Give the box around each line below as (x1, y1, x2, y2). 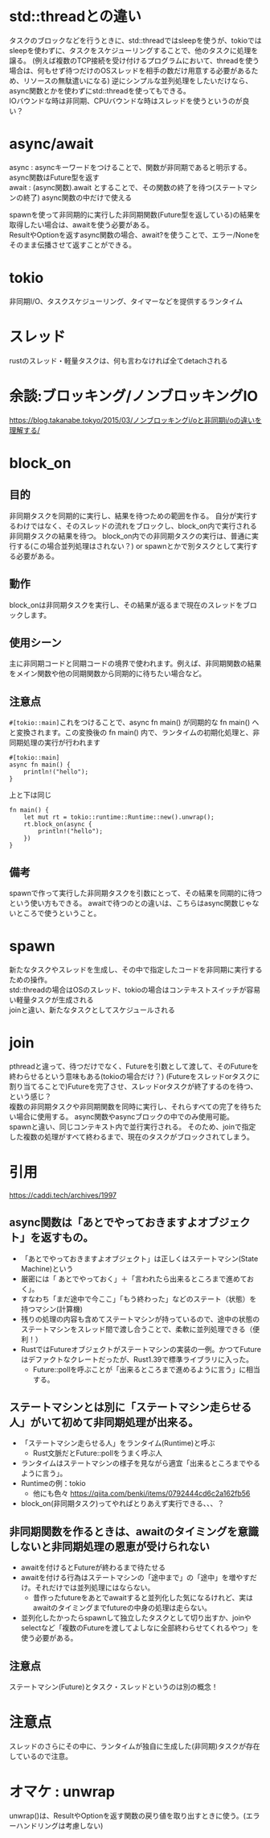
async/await (9, 135, 94, 153)
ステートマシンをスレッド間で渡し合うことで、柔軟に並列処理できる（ (20, 1324, 253, 1334)
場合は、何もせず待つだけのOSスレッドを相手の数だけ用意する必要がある (9, 65, 252, 75)
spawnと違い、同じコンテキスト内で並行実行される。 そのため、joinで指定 (9, 1122, 256, 1131)
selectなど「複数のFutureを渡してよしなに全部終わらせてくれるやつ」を (20, 1623, 260, 1633)
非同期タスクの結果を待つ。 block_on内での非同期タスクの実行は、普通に (9, 531, 252, 541)
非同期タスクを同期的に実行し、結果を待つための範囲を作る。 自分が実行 (9, 511, 251, 521)
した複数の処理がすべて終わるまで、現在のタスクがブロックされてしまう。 (9, 1131, 254, 1141)
